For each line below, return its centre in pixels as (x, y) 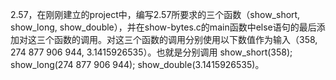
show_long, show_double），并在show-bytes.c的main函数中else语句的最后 (163, 27)
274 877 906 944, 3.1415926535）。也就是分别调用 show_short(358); (151, 52)
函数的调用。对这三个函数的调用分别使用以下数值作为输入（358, (185, 39)
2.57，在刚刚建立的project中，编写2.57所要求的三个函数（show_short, (155, 14)
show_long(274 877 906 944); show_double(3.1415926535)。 (137, 64)
